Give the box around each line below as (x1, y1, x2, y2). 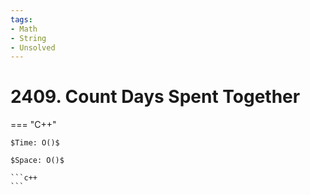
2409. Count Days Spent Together (10, 86, 301, 108)
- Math (10, 24, 38, 34)
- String (10, 33, 47, 43)
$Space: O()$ (10, 156, 65, 166)
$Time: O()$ (10, 138, 60, 148)
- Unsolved (10, 42, 56, 53)
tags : (10, 14, 33, 25)
